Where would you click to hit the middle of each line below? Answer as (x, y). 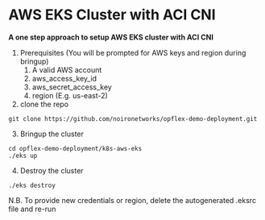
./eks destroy (32, 185)
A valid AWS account (67, 69)
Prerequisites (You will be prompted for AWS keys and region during (133, 52)
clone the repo (44, 104)
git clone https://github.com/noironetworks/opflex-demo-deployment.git (133, 118)
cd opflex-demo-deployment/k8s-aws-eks (75, 148)
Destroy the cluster (52, 170)
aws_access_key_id (64, 78)
